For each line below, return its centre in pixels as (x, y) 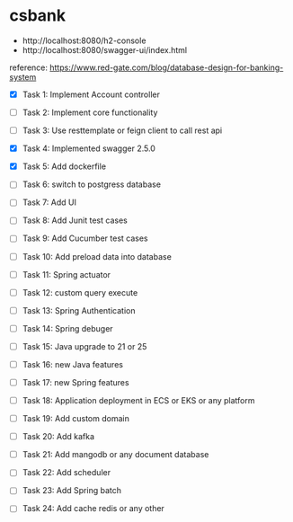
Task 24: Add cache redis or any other (93, 509)
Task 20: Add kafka (58, 437)
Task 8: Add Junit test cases (75, 220)
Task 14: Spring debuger (68, 328)
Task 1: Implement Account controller (91, 94)
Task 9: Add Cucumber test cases (85, 238)
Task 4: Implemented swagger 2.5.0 (89, 148)
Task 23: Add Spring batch (71, 491)
